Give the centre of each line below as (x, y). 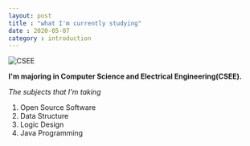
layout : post (30, 16)
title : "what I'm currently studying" (75, 23)
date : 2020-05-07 (39, 30)
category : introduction (50, 38)
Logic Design (42, 124)
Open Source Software (58, 107)
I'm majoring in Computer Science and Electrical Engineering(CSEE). (125, 76)
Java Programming (51, 133)
